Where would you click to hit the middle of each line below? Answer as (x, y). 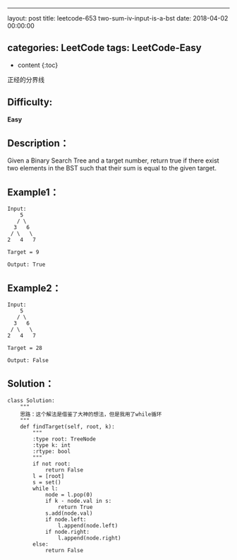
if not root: (52, 464)
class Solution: (31, 400)
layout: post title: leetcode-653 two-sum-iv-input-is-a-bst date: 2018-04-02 (118, 18)
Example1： (34, 192)
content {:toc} (38, 65)
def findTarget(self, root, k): (67, 426)
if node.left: (66, 519)
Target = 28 (25, 348)
